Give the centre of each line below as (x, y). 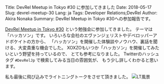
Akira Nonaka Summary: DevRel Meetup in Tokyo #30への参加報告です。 (79, 19)
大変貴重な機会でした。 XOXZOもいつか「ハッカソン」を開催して (84, 48)
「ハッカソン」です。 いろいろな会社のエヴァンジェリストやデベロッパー (79, 35)
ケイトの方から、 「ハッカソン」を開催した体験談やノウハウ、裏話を (83, 42)
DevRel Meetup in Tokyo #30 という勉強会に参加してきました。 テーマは (79, 29)
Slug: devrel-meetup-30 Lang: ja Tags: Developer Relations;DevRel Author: (81, 13)
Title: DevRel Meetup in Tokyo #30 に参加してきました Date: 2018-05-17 (78, 7)
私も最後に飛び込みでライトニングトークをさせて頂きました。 (68, 77)
